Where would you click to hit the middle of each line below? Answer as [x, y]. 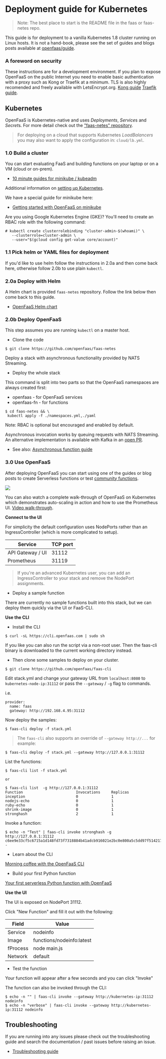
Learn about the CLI [33, 854]
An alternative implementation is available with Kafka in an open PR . [74, 440]
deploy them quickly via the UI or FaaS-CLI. [49, 608]
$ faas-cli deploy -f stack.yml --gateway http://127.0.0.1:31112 [75, 752]
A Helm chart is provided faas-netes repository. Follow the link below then [81, 292]
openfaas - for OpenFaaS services [47, 397]
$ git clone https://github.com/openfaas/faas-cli [58, 669]
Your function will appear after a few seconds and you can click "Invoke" [79, 978]
